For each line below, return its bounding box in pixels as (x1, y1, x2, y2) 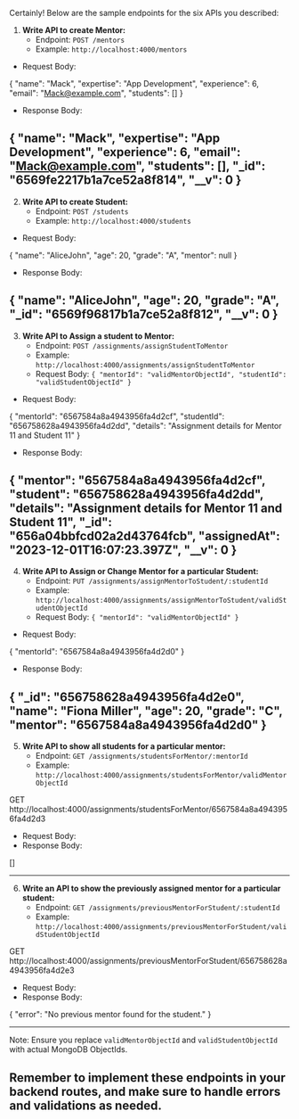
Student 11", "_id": (9, 514, 113, 530)
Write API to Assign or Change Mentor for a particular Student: (21, 566, 259, 577)
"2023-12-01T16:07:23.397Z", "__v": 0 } (9, 543, 238, 558)
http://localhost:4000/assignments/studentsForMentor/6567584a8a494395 (9, 804, 287, 815)
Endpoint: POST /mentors (35, 35, 125, 45)
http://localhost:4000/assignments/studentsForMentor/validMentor (35, 771, 287, 780)
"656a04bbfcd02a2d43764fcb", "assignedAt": (9, 529, 280, 544)
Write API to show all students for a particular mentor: (21, 741, 226, 752)
